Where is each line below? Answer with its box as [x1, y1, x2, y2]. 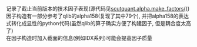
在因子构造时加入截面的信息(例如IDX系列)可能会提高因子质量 [6, 35, 153, 41]
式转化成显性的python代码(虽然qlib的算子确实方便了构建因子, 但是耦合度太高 [6, 20, 191, 26]
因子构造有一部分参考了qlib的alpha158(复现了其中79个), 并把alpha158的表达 [6, 12, 189, 19]
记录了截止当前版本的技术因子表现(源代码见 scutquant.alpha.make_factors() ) [6, 5, 190, 12]
